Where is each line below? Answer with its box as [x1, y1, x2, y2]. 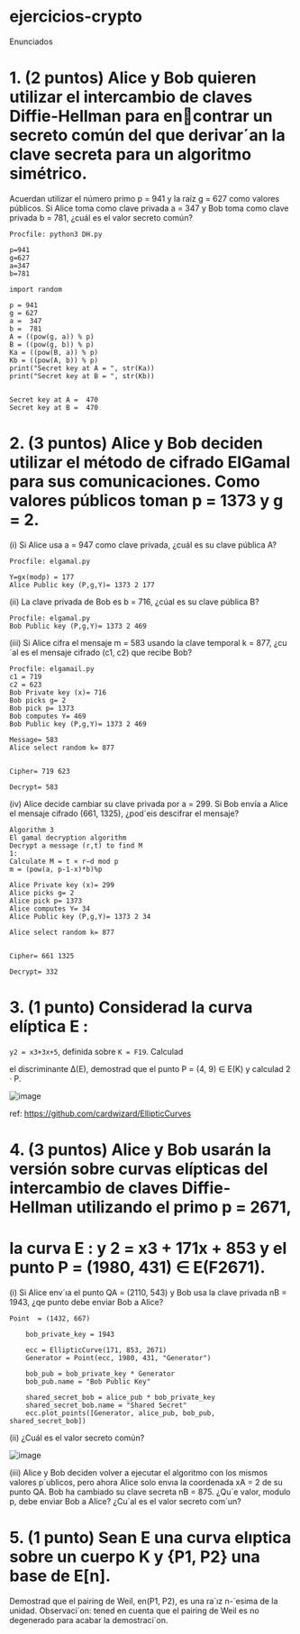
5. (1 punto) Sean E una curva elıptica [9, 1528, 292, 1548]
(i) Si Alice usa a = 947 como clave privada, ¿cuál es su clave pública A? [9, 539, 277, 550]
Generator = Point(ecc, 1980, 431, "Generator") [25, 1353, 212, 1362]
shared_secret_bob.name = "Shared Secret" [25, 1401, 187, 1410]
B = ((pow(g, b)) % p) [9, 340, 95, 349]
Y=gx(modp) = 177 [9, 572, 75, 582]
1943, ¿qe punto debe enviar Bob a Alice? [9, 1296, 164, 1307]
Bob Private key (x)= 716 [9, 687, 106, 697]
